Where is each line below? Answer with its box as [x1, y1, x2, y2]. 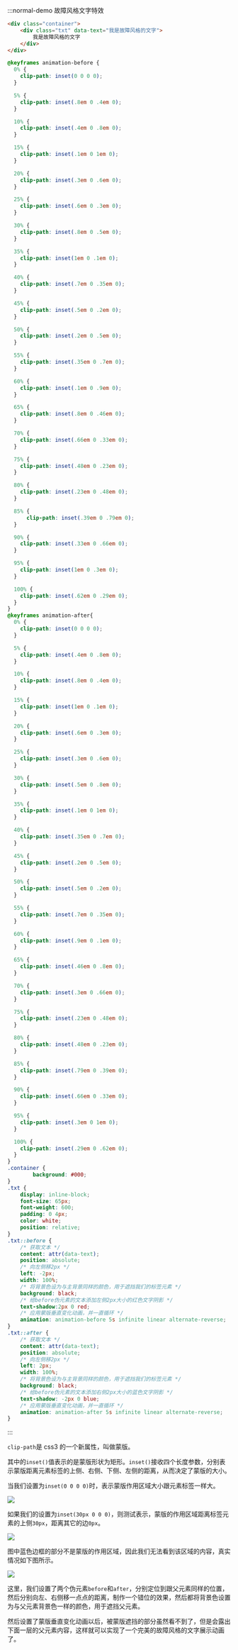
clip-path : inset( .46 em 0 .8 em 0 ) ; [20, 963, 125, 970]
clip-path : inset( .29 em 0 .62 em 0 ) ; [20, 1144, 129, 1152]
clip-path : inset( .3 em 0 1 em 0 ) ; [20, 1119, 119, 1126]
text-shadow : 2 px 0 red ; [20, 1303, 91, 1310]
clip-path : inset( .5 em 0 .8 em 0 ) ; [20, 781, 122, 788]
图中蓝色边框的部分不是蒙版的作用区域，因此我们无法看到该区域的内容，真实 [7, 1547, 231, 1556]
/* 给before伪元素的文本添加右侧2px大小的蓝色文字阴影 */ [20, 1388, 174, 1395]
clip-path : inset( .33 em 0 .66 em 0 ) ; [20, 540, 129, 547]
